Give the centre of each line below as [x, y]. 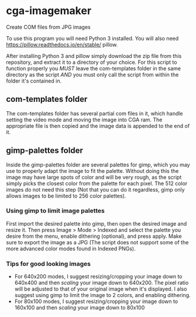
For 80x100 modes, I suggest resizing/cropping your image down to [96, 301]
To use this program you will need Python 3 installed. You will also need [92, 38]
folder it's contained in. [34, 81]
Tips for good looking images [48, 264]
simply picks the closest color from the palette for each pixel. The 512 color [97, 183]
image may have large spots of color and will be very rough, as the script [94, 177]
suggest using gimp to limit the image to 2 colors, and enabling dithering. [103, 295]
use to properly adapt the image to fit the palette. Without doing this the [92, 171]
